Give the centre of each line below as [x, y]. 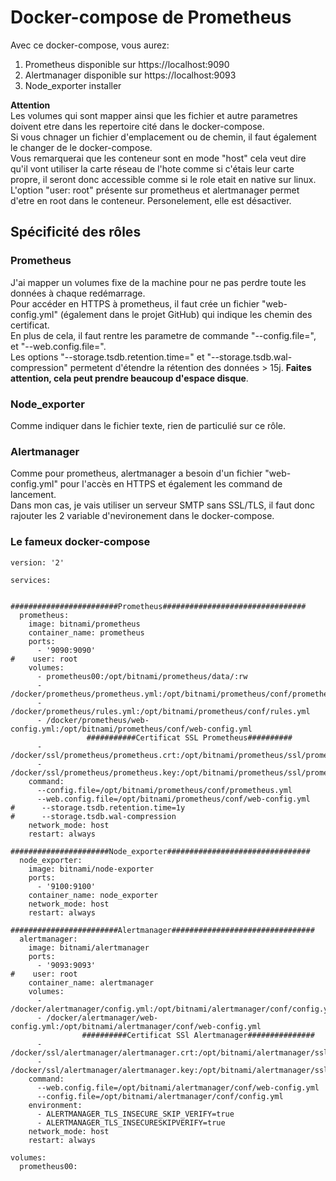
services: [31, 580]
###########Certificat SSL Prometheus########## [189, 737]
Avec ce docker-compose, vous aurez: [90, 45]
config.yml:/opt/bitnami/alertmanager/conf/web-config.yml [136, 1026]
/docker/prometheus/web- [98, 720]
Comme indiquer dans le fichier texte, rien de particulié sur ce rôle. [148, 425]
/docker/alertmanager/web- [102, 1017]
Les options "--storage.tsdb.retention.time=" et [107, 357]
